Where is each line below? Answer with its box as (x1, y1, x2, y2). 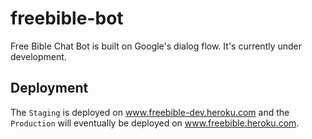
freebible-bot (10, 7, 124, 30)
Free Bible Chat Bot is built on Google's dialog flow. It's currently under (10, 40, 303, 52)
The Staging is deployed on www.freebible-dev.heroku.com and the (10, 106, 290, 118)
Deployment (10, 80, 89, 97)
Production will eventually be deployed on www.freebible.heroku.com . (10, 117, 300, 129)
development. (10, 50, 67, 62)
